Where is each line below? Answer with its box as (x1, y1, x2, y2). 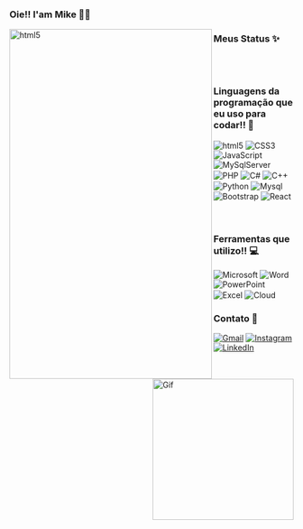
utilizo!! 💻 (213, 245, 260, 257)
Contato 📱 (213, 311, 259, 324)
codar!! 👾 (213, 119, 254, 132)
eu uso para (213, 107, 266, 120)
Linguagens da (213, 85, 280, 97)
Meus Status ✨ (213, 32, 280, 44)
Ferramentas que (213, 233, 290, 246)
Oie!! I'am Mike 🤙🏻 (9, 8, 92, 21)
